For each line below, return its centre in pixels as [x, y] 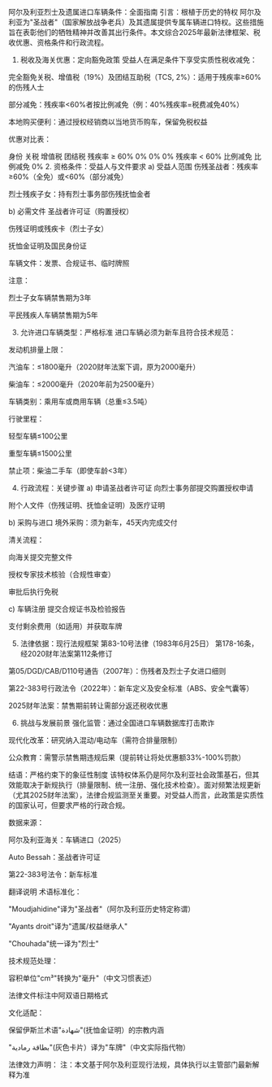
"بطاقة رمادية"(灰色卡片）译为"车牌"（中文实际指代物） [99, 1047]
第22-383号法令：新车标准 [53, 874]
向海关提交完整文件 [41, 557]
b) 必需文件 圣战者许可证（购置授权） [71, 211]
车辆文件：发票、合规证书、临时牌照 [69, 263]
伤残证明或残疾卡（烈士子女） [58, 229]
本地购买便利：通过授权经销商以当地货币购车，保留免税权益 [108, 122]
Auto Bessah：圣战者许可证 [54, 857]
